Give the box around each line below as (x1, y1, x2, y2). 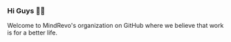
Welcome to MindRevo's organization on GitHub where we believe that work (7, 22, 224, 30)
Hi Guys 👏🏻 (7, 6, 46, 16)
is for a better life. (7, 28, 57, 37)
